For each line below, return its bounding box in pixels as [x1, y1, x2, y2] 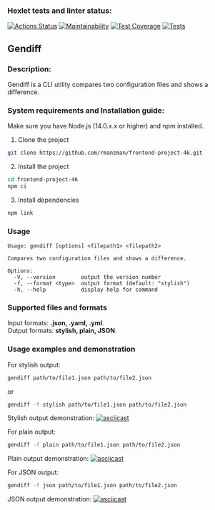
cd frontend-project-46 [7, 176, 79, 183]
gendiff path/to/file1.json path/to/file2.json [7, 374, 152, 382]
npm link [7, 209, 34, 216]
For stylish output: [7, 360, 61, 369]
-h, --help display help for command [14, 286, 159, 294]
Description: [7, 63, 51, 73]
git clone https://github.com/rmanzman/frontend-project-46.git [7, 149, 203, 157]
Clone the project [17, 136, 69, 144]
